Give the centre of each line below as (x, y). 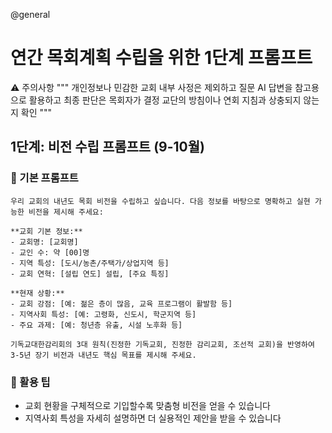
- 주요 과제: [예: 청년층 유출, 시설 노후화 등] (96, 325)
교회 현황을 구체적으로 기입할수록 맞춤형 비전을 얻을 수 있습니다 (147, 405)
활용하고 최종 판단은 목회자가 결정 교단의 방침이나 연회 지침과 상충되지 (165, 100)
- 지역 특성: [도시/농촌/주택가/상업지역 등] (90, 263)
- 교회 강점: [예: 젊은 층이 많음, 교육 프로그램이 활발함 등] (121, 304)
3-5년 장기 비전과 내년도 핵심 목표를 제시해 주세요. (103, 355)
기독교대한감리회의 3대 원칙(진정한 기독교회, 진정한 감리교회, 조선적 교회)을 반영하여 (162, 344)
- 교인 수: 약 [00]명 (50, 252)
